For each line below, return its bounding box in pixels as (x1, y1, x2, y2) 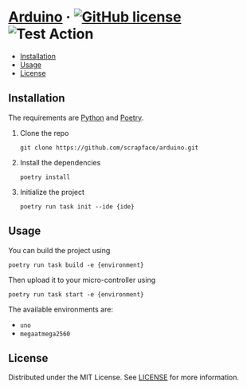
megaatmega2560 (19, 330, 71, 338)
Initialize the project (19, 187, 85, 196)
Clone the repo (19, 128, 69, 137)
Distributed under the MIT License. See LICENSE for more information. (8, 372, 240, 383)
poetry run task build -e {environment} (8, 260, 145, 269)
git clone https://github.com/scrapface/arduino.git (19, 144, 199, 152)
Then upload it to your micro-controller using (8, 275, 156, 284)
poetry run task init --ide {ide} (19, 202, 135, 211)
